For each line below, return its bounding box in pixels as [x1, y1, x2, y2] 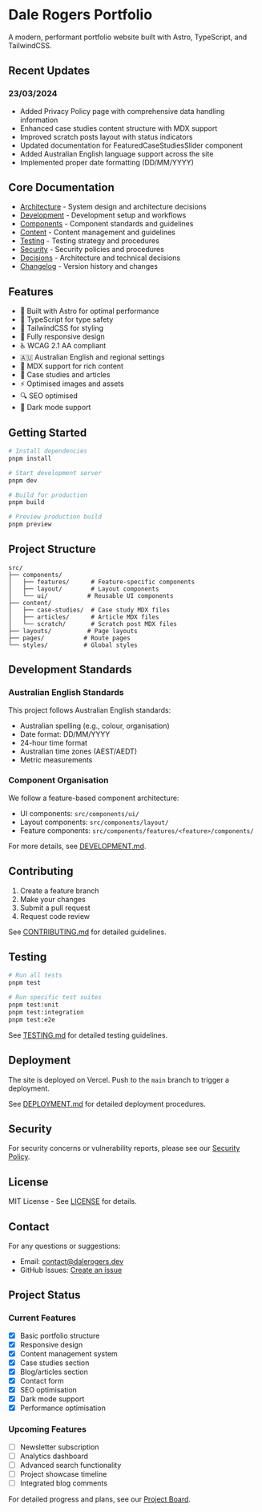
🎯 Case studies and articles [19, 370, 111, 380]
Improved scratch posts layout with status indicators [19, 132, 193, 141]
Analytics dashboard [19, 1451, 89, 1461]
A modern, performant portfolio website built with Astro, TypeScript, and [8, 32, 248, 42]
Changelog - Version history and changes [19, 262, 159, 271]
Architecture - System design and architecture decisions [19, 202, 207, 212]
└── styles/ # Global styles [8, 640, 138, 649]
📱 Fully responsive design [19, 331, 106, 342]
